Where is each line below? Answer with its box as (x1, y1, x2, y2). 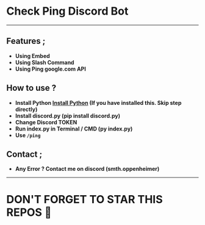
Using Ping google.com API (15, 65, 87, 73)
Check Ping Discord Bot (6, 4, 129, 18)
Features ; (6, 36, 46, 46)
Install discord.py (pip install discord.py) (15, 112, 121, 120)
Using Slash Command (15, 59, 74, 66)
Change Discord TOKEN (15, 118, 77, 126)
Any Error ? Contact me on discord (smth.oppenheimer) (15, 165, 160, 173)
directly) (15, 105, 38, 113)
